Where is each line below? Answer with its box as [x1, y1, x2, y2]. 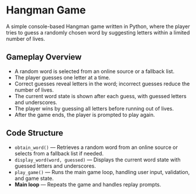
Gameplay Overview [6, 52, 82, 62]
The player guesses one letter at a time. [14, 74, 111, 81]
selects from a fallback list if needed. [14, 150, 104, 157]
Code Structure [6, 128, 63, 138]
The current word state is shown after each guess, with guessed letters [14, 92, 187, 99]
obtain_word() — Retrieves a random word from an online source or [14, 144, 178, 151]
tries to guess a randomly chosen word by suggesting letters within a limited [6, 29, 190, 36]
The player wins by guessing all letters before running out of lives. [14, 105, 174, 112]
